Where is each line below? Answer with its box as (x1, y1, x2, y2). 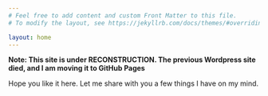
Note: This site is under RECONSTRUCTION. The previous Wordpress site (8, 55, 257, 64)
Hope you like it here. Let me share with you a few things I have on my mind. (8, 79, 259, 88)
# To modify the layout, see (8, 19, 105, 27)
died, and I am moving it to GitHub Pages (8, 63, 145, 73)
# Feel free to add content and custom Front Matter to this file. (8, 11, 238, 20)
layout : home (8, 33, 52, 41)
